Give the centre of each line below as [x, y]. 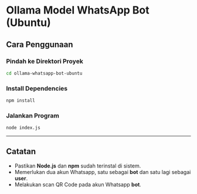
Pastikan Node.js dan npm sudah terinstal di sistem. [78, 166]
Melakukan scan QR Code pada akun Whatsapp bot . [78, 184]
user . [21, 178]
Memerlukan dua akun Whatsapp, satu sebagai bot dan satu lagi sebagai [103, 172]
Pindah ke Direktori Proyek [45, 61]
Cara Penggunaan [40, 44]
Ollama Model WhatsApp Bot [78, 10]
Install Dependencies [37, 88]
